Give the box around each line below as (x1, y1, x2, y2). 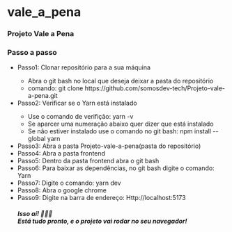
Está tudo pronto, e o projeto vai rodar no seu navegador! (17, 217, 187, 225)
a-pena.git (27, 92, 58, 100)
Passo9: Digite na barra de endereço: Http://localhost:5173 (17, 194, 186, 202)
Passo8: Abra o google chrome (17, 186, 107, 194)
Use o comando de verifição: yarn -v (27, 113, 134, 121)
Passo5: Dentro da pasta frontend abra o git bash (17, 157, 160, 165)
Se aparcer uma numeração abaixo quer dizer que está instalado (27, 119, 214, 129)
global (27, 135, 46, 143)
